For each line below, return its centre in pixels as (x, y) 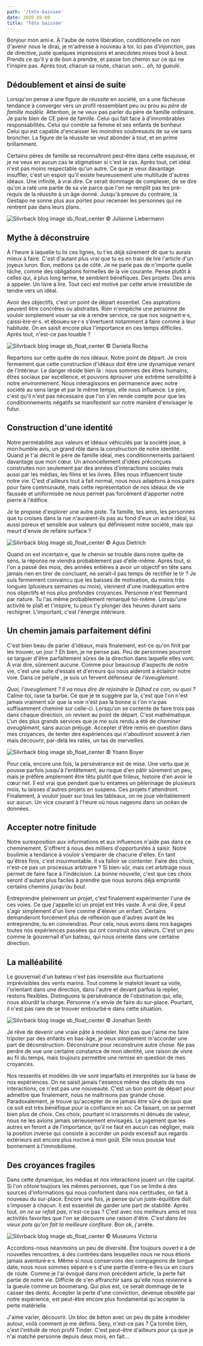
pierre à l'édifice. (28, 500)
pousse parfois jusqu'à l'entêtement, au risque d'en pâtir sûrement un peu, (99, 770)
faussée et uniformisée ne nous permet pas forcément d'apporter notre (95, 493)
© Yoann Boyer (125, 752)
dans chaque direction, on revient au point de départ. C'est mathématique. (99, 714)
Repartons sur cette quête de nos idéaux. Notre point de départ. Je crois (97, 357)
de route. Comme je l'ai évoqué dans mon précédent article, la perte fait (96, 1274)
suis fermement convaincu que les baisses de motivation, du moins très (96, 580)
